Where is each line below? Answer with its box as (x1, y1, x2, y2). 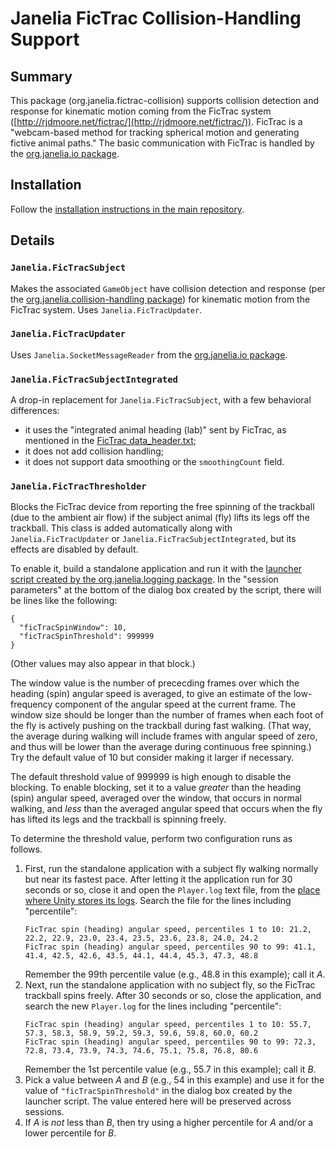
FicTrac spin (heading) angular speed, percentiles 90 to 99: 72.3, (24, 1037, 317, 1047)
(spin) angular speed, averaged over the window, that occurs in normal (10, 792, 302, 804)
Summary (10, 68, 73, 85)
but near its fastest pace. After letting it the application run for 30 (24, 873, 293, 886)
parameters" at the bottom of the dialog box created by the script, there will (10, 584, 322, 596)
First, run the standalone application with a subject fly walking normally (24, 863, 319, 875)
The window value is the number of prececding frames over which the (10, 677, 300, 689)
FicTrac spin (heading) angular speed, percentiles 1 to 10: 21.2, (24, 925, 312, 935)
